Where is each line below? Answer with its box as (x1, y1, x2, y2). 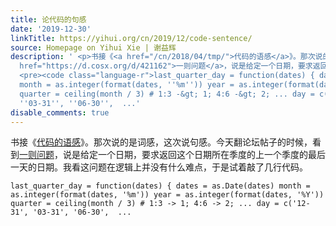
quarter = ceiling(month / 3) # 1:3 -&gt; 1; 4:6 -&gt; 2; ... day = (19, 89, 315, 99)
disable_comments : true (10, 107, 110, 118)
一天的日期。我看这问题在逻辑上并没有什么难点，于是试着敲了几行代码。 (10, 161, 308, 173)
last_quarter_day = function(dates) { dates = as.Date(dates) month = (10, 181, 311, 191)
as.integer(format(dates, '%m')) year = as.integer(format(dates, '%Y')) (10, 190, 325, 200)
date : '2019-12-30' (10, 24, 92, 34)
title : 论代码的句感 (10, 14, 87, 25)
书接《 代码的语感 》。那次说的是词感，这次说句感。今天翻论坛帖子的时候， (10, 136, 313, 148)
